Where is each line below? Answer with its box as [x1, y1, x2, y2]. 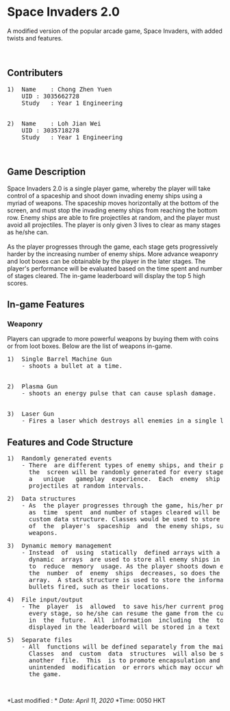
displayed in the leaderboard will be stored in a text [28, 623, 220, 631]
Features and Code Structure [7, 436, 133, 448]
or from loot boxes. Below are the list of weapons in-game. [7, 342, 172, 350]
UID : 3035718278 [21, 126, 80, 134]
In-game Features [7, 299, 85, 310]
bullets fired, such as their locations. [28, 583, 170, 591]
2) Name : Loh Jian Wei [7, 119, 101, 127]
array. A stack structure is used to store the [28, 576, 195, 584]
